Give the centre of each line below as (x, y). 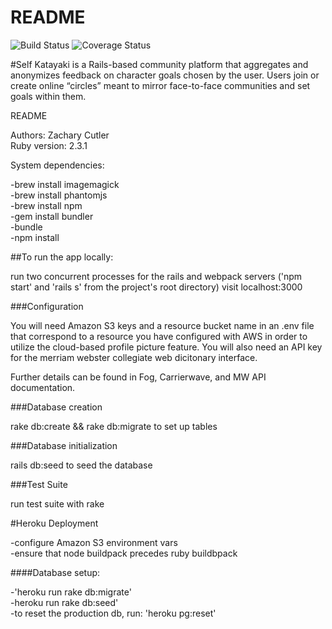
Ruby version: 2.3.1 (49, 145)
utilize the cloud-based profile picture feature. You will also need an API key (166, 347)
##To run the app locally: (62, 257)
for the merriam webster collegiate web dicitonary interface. (134, 357)
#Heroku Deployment (54, 523)
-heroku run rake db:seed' (64, 602)
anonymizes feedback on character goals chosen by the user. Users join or (165, 75)
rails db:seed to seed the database (81, 465)
